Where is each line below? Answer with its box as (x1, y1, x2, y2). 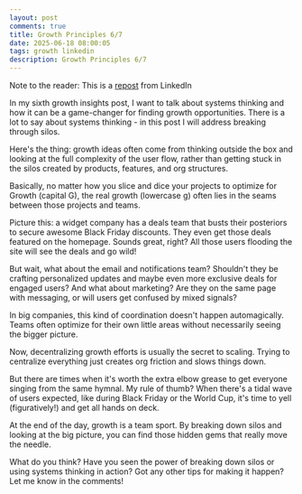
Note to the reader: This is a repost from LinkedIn (9, 80, 192, 90)
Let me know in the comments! (9, 476, 124, 486)
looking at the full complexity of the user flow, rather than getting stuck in (9, 154, 282, 163)
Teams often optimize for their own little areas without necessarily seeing (9, 320, 281, 330)
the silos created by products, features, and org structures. (9, 163, 228, 173)
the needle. (9, 439, 51, 450)
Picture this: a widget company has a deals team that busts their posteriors (9, 218, 288, 228)
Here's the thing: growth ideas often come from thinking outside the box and (9, 144, 293, 154)
